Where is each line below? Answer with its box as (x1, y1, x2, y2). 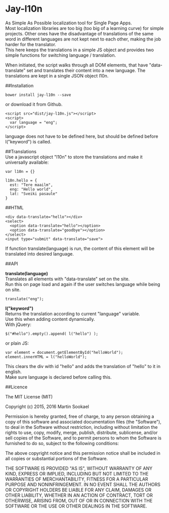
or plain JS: (5, 340, 29, 346)
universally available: (5, 159, 49, 165)
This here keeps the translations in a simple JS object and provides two (5, 47, 154, 53)
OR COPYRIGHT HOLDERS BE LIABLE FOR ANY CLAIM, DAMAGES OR (5, 487, 152, 493)
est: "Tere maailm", (10, 182, 53, 188)
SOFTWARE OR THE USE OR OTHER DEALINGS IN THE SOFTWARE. (5, 503, 147, 509)
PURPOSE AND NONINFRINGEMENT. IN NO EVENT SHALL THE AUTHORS (5, 481, 161, 487)
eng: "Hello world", (10, 187, 53, 192)
